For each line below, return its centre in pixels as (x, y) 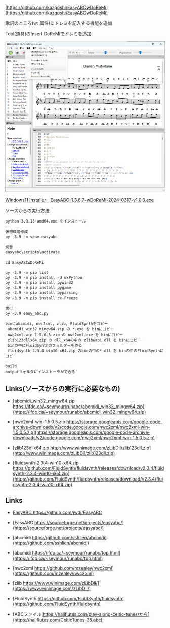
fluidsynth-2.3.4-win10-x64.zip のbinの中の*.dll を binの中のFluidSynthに (86, 351)
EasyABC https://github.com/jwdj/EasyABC (57, 512)
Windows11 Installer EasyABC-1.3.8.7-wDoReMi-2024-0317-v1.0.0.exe (80, 200)
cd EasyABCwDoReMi (25, 263)
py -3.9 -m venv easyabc (31, 237)
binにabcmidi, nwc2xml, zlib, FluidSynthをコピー (57, 324)
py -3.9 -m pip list (27, 273)
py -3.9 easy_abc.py (27, 314)
